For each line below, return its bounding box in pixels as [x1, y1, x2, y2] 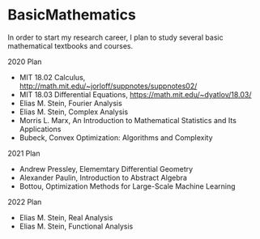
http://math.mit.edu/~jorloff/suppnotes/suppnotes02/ [19, 81, 198, 91]
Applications [19, 124, 62, 134]
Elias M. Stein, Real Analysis [19, 212, 113, 222]
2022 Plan [7, 197, 42, 207]
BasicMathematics [7, 6, 137, 24]
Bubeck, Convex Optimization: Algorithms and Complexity [19, 132, 213, 143]
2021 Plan [7, 148, 41, 158]
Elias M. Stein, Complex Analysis [19, 107, 129, 117]
